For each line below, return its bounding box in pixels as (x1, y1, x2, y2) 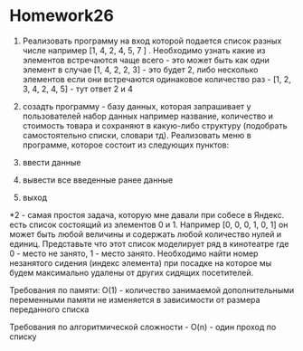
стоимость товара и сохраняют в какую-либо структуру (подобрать (22, 119, 288, 131)
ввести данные (22, 157, 81, 167)
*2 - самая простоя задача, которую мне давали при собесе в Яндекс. (9, 209, 285, 220)
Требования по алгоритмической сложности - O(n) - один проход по (9, 321, 277, 332)
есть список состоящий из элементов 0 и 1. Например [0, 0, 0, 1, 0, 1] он (9, 219, 289, 230)
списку (9, 331, 37, 342)
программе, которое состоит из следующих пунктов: (22, 139, 230, 150)
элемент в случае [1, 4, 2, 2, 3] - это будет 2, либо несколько (22, 64, 259, 75)
